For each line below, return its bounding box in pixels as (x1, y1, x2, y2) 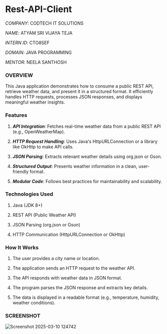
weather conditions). (12, 300, 56, 306)
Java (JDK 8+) (12, 202, 43, 208)
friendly (12, 169, 29, 175)
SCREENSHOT (5, 312, 41, 319)
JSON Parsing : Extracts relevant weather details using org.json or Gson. (12, 153, 162, 159)
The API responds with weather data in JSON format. (12, 275, 122, 281)
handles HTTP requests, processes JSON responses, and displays (5, 94, 142, 100)
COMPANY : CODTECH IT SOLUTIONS (5, 20, 84, 26)
